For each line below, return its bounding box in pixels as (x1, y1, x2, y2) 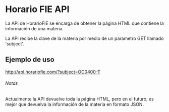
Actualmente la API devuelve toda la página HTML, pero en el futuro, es (5, 96, 154, 102)
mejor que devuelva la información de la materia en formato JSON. (5, 101, 144, 107)
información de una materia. (5, 25, 64, 31)
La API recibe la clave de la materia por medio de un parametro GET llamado (5, 35, 164, 41)
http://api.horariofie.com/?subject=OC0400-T (5, 69, 101, 75)
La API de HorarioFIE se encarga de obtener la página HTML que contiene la (5, 20, 164, 26)
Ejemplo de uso (5, 55, 54, 64)
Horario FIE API (5, 4, 70, 15)
